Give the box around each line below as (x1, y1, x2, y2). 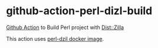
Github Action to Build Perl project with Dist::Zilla (6, 24, 124, 31)
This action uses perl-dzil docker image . (6, 35, 104, 42)
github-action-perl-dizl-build (6, 4, 153, 18)
